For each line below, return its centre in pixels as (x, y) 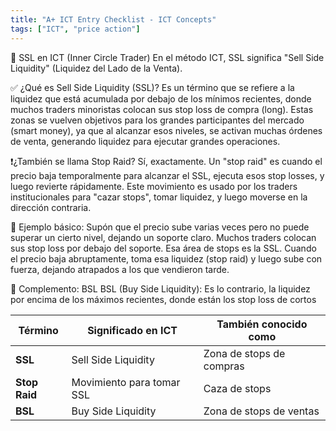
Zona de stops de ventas (261, 411)
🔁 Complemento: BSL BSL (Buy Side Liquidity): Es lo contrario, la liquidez (160, 288)
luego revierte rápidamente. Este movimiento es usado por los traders (154, 186)
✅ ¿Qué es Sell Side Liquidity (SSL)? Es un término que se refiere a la (152, 87)
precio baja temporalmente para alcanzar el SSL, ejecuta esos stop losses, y (167, 175)
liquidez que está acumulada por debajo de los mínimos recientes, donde (161, 98)
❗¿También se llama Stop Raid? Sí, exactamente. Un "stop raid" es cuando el (166, 161)
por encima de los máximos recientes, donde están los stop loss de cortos (163, 299)
